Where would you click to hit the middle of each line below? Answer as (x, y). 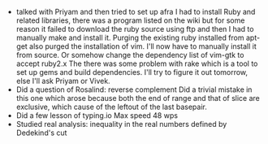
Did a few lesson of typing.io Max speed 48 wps (97, 116)
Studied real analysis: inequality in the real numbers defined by (121, 124)
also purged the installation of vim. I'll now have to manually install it (143, 46)
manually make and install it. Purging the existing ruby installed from (130, 37)
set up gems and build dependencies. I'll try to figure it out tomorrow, (132, 72)
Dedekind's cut (41, 133)
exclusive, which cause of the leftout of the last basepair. (111, 107)
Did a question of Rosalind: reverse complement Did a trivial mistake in (134, 89)
